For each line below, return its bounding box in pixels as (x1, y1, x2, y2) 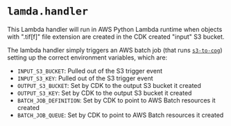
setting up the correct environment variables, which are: (7, 53, 168, 62)
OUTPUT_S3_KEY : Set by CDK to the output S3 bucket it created (17, 89, 192, 97)
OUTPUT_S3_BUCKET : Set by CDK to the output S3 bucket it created (17, 81, 201, 89)
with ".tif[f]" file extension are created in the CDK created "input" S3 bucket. (7, 33, 225, 41)
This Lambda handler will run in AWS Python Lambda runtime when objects (7, 25, 223, 33)
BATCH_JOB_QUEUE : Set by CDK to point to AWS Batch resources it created (17, 111, 224, 119)
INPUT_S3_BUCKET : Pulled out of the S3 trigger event (17, 66, 163, 75)
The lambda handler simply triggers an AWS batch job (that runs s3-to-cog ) (7, 46, 223, 54)
